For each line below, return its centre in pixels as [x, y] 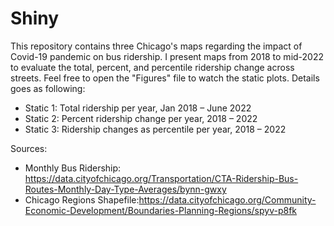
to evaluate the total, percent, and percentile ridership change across [152, 67]
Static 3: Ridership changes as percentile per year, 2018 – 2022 [155, 129]
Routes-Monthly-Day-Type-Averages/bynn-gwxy [125, 189]
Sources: [29, 148]
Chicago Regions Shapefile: [82, 199]
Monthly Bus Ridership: [73, 168]
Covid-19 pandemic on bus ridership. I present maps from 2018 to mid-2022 [167, 56]
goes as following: [48, 88]
